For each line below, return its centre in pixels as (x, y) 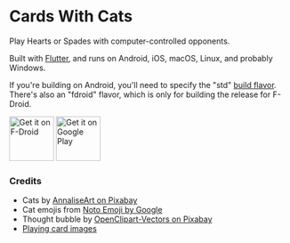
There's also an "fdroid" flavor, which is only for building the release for (140, 94)
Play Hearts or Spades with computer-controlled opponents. (120, 41)
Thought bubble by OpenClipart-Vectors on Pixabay (117, 219)
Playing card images (60, 229)
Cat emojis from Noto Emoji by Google (92, 210)
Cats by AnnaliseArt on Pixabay (80, 200)
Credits (25, 181)
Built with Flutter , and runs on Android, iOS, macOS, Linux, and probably (141, 58)
